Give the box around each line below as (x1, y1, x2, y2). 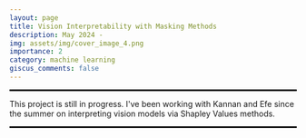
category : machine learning (9, 55, 116, 64)
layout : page (9, 13, 59, 23)
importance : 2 (9, 47, 64, 56)
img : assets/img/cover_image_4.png (9, 38, 144, 48)
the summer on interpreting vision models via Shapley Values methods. (9, 108, 275, 119)
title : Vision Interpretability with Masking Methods (9, 22, 218, 31)
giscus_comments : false (9, 64, 100, 74)
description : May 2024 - (9, 30, 104, 39)
